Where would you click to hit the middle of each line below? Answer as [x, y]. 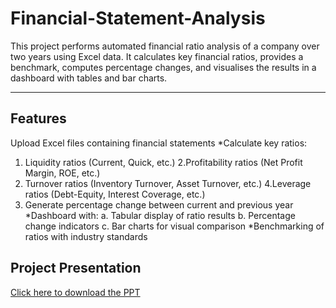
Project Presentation [76, 268]
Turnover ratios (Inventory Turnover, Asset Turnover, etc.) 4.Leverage [168, 183]
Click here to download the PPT [75, 292]
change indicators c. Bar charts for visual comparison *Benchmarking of [174, 226]
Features [38, 118]
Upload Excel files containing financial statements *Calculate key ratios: [159, 143]
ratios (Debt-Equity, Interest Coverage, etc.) [115, 194]
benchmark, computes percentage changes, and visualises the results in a [163, 67]
